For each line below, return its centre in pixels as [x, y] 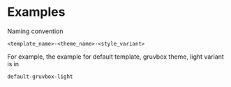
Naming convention [35, 31]
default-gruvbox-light [40, 77]
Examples [36, 12]
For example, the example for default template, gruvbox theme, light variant [116, 57]
